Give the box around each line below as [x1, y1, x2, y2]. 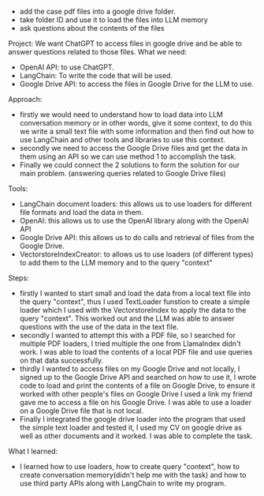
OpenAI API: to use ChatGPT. [19, 62, 114, 72]
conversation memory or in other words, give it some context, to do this [19, 118, 252, 127]
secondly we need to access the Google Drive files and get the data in [19, 144, 248, 152]
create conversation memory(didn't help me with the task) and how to [19, 470, 247, 479]
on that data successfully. [19, 355, 104, 365]
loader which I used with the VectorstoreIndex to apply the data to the [19, 306, 247, 314]
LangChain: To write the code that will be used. [19, 71, 173, 80]
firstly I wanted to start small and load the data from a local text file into [19, 288, 251, 298]
